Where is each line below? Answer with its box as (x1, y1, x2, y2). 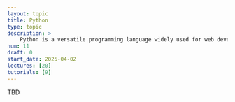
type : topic (7, 23, 42, 30)
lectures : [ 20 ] (7, 62, 52, 69)
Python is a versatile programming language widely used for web (20, 36, 215, 43)
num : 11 (7, 43, 30, 50)
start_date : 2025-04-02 (7, 56, 77, 63)
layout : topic (7, 10, 49, 17)
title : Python (7, 17, 49, 24)
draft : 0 (7, 50, 33, 57)
